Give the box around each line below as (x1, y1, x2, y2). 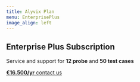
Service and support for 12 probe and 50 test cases (6, 58, 134, 65)
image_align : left (6, 20, 52, 26)
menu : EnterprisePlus (6, 14, 60, 20)
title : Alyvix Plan (6, 8, 55, 15)
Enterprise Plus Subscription (6, 42, 115, 52)
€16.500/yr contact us (6, 69, 63, 76)
